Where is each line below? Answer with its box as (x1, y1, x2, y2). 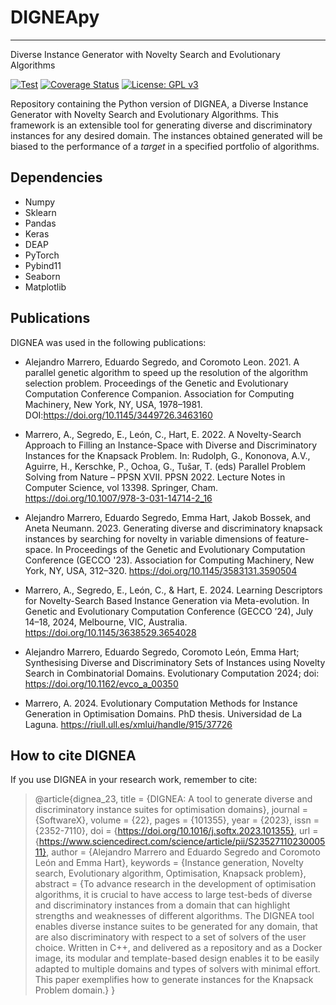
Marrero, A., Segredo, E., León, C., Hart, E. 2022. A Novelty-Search (24, 428, 302, 440)
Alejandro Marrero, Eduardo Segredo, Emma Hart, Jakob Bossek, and (24, 511, 312, 523)
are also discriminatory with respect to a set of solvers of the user (34, 931, 307, 943)
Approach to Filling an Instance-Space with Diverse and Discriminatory (24, 439, 318, 451)
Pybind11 (24, 259, 62, 271)
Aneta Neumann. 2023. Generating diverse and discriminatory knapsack (24, 522, 323, 534)
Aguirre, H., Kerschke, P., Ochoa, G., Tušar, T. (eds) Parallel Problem (24, 460, 307, 472)
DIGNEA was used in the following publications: (10, 336, 207, 348)
